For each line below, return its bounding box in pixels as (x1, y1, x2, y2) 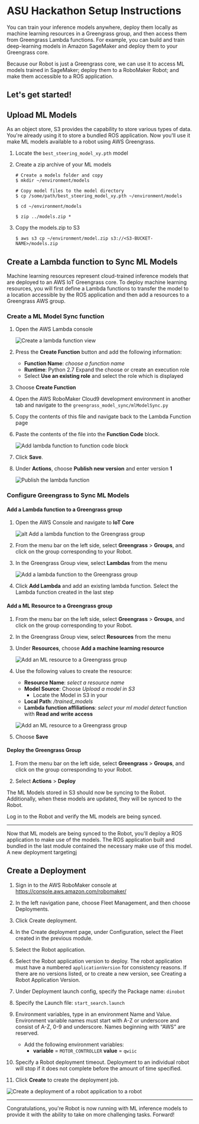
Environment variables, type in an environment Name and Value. (15, 1011, 172, 1018)
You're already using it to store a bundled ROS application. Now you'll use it (6, 132, 191, 139)
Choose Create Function (15, 384, 76, 391)
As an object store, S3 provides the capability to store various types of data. (6, 126, 192, 133)
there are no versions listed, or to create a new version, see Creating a (15, 970, 187, 977)
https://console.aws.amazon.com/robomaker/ (15, 887, 126, 895)
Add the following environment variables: (24, 1041, 125, 1048)
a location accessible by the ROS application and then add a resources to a (6, 291, 190, 298)
